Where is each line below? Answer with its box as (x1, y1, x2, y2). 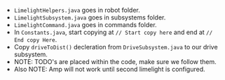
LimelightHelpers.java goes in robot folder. (13, 6, 140, 14)
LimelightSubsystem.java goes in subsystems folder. (13, 13, 166, 22)
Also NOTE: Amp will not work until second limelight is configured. (13, 65, 205, 73)
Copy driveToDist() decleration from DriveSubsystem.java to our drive (13, 43, 219, 51)
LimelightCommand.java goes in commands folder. (13, 21, 157, 29)
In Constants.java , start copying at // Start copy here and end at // (13, 28, 213, 36)
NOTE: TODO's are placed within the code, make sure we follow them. (13, 58, 217, 65)
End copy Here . (13, 35, 57, 44)
